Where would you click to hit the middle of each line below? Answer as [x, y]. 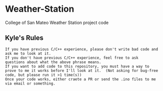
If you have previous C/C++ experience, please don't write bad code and [82, 49]
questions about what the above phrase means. [53, 62]
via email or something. [30, 83]
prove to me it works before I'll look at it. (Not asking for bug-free [82, 70]
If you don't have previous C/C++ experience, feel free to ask [72, 58]
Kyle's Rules [24, 38]
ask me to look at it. [28, 53]
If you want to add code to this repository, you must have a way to [77, 66]
